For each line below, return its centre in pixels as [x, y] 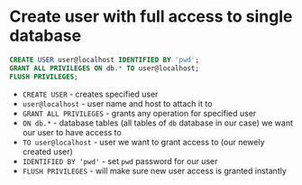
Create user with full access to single [151, 17]
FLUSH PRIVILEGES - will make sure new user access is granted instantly [154, 171]
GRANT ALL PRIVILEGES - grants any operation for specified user [139, 113]
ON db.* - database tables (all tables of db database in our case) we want [158, 123]
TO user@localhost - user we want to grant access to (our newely [143, 142]
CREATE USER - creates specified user [90, 94]
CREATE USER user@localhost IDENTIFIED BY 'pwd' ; [105, 60]
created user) [48, 152]
